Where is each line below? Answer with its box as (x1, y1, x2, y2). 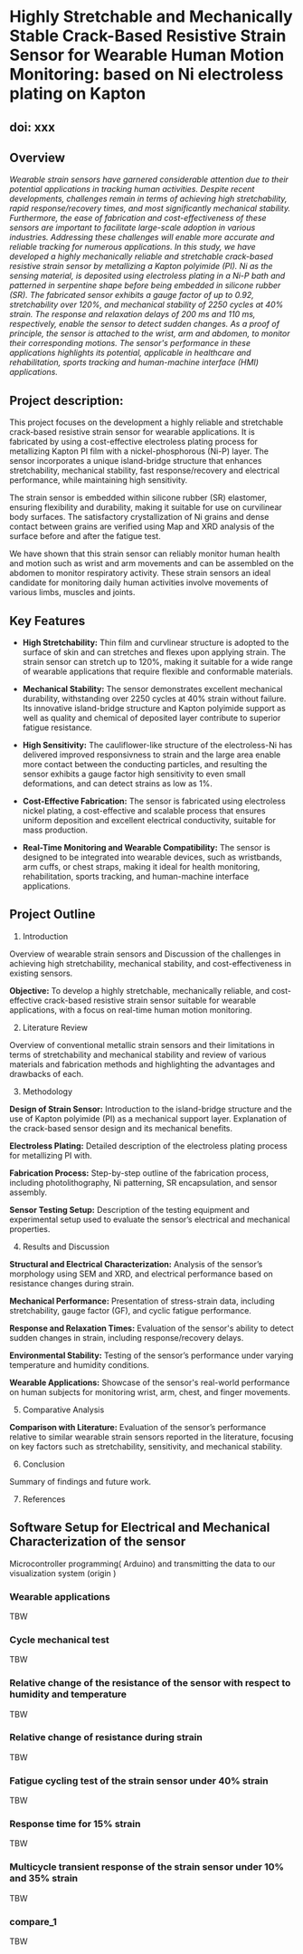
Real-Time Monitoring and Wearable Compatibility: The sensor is (22, 842, 271, 853)
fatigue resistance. (22, 722, 92, 733)
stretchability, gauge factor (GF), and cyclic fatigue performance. (9, 1304, 251, 1315)
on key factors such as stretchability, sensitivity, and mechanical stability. (9, 1440, 283, 1451)
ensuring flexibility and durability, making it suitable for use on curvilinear (9, 502, 282, 513)
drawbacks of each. (9, 1068, 84, 1079)
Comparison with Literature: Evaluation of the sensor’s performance (9, 1421, 267, 1432)
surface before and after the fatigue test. (9, 531, 161, 542)
